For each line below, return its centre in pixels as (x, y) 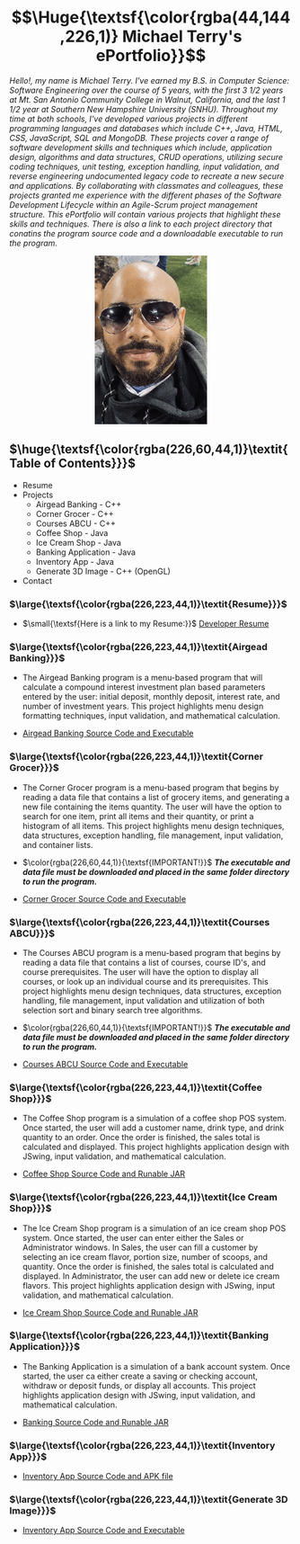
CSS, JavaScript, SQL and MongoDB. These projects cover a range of (139, 138)
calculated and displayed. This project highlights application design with (156, 1147)
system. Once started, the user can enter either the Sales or (133, 1237)
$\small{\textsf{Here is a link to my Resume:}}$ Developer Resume (146, 624)
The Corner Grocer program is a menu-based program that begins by (150, 787)
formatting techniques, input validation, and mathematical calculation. (151, 716)
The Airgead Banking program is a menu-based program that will (142, 678)
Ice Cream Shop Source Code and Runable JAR (110, 1312)
